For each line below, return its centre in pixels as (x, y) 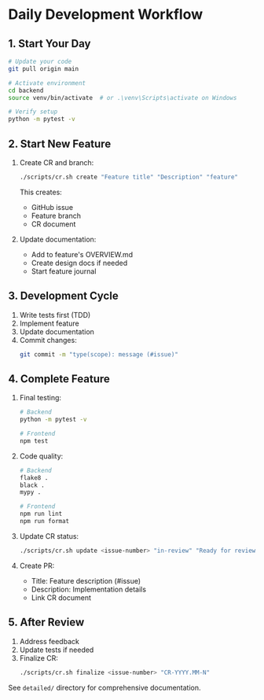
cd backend (26, 90)
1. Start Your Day (49, 44)
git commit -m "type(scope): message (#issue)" (99, 354)
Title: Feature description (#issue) (86, 580)
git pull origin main (44, 68)
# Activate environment (47, 83)
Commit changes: (48, 340)
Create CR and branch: (57, 162)
